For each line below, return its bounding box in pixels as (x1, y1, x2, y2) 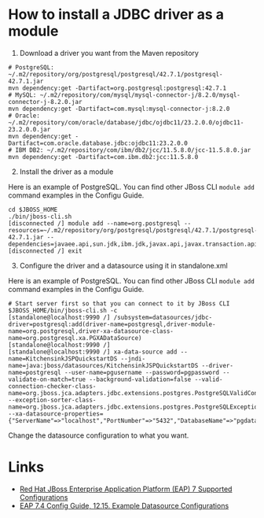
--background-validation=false (89, 376, 192, 383)
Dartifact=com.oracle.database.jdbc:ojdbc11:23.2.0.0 (8, 139, 189, 147)
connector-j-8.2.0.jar (8, 98, 82, 105)
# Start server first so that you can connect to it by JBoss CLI (8, 299, 230, 308)
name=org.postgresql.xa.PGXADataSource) (8, 334, 143, 342)
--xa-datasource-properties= (8, 409, 104, 418)
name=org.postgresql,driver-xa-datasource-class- (8, 327, 174, 335)
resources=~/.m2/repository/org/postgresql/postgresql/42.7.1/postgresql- (8, 226, 258, 234)
